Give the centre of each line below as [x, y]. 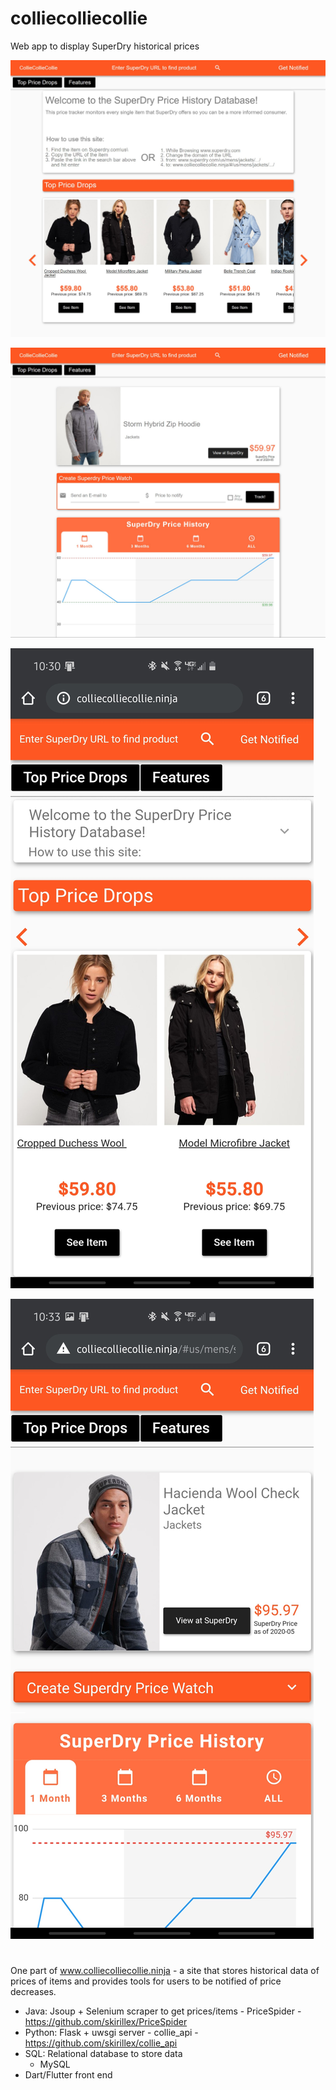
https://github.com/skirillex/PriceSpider [106, 2022]
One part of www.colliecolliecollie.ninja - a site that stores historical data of [165, 1971]
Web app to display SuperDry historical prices [105, 46]
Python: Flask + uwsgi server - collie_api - [111, 2033]
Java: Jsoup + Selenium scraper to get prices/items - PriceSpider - [163, 2011]
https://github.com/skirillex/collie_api [101, 2043]
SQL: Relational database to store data [103, 2054]
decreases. [33, 1992]
